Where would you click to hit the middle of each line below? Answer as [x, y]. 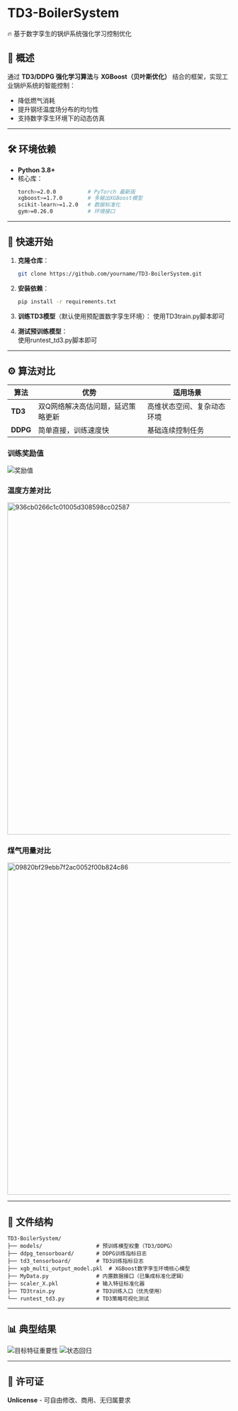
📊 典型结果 [32, 1329]
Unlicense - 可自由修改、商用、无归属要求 [69, 1400]
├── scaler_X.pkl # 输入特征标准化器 [76, 1284]
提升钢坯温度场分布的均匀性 [58, 109]
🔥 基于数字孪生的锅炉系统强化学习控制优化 [70, 33]
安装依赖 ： [33, 288]
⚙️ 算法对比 [31, 371]
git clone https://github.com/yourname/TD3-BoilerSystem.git [110, 274]
